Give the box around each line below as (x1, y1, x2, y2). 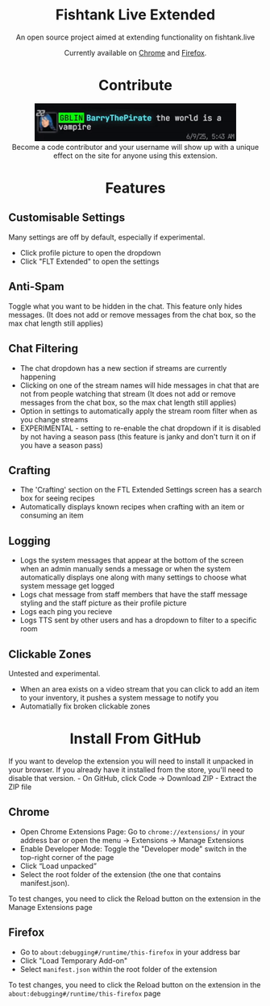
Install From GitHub (69, 730, 201, 748)
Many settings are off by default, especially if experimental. (8, 232, 206, 242)
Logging (8, 534, 51, 547)
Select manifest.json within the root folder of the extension (19, 964, 218, 974)
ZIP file (8, 782, 32, 792)
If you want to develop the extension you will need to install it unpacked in (8, 756, 254, 766)
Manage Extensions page (8, 902, 93, 912)
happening (19, 372, 56, 381)
